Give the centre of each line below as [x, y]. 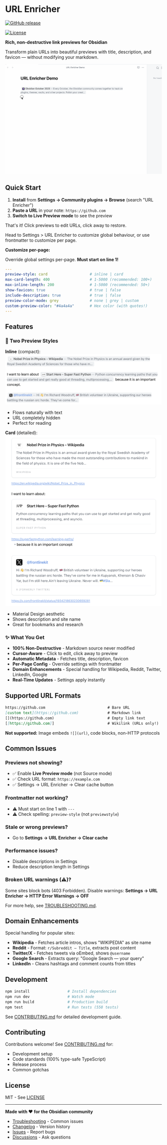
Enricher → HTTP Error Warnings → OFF [47, 896]
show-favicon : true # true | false [63, 290]
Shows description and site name [46, 619]
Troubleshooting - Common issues [48, 1121]
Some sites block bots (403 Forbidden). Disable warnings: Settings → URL [82, 890]
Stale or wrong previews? [37, 827]
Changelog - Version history [41, 1127]
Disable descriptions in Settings [45, 861]
